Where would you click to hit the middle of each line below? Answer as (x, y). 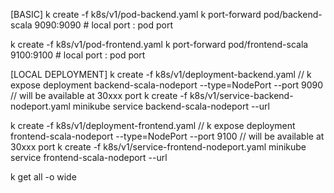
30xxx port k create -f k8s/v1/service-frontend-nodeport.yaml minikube (158, 147)
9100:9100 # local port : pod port (78, 55)
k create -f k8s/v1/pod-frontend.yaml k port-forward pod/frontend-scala (159, 44)
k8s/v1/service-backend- (241, 95)
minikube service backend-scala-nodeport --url (171, 106)
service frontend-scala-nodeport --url (89, 157)
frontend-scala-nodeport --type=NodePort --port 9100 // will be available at (167, 136)
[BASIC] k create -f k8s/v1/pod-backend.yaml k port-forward (136, 14)
